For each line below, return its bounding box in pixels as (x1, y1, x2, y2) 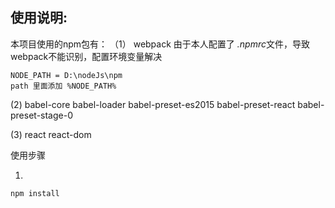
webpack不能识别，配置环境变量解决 (10, 50, 163, 62)
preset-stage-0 (10, 109, 73, 121)
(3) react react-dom (10, 128, 92, 140)
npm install (10, 188, 60, 198)
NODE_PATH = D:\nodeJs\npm (10, 70, 123, 80)
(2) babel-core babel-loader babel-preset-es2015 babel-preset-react (10, 98, 296, 110)
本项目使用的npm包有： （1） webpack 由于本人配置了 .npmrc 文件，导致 (10, 38, 310, 50)
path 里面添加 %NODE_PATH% (10, 81, 117, 91)
